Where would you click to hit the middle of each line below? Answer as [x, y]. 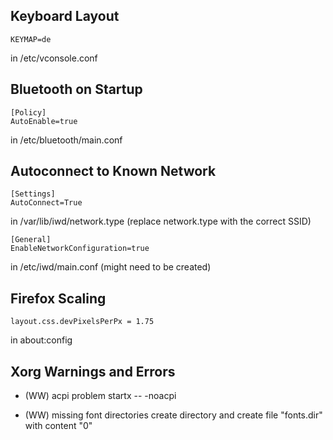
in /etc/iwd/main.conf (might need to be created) [111, 267]
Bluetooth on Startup [76, 89]
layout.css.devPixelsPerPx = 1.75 [82, 322]
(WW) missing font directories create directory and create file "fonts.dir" [173, 415]
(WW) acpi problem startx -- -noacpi [100, 396]
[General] [31, 240]
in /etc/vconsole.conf [54, 58]
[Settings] [33, 194]
